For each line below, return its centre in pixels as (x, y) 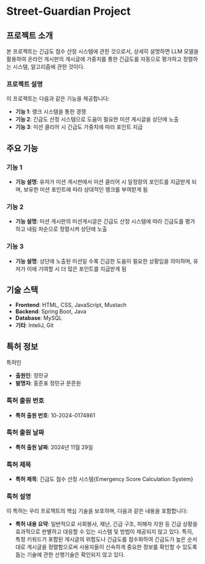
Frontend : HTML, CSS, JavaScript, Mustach (71, 305)
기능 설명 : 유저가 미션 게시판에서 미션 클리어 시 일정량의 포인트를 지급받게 (102, 182)
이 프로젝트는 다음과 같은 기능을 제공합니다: (58, 99)
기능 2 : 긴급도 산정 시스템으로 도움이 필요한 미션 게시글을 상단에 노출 (97, 119)
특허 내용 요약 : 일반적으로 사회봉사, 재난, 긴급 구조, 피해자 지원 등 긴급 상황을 (106, 524)
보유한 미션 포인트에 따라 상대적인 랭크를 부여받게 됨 (86, 189)
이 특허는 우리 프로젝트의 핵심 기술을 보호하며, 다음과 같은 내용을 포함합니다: (97, 511)
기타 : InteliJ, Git (34, 325)
